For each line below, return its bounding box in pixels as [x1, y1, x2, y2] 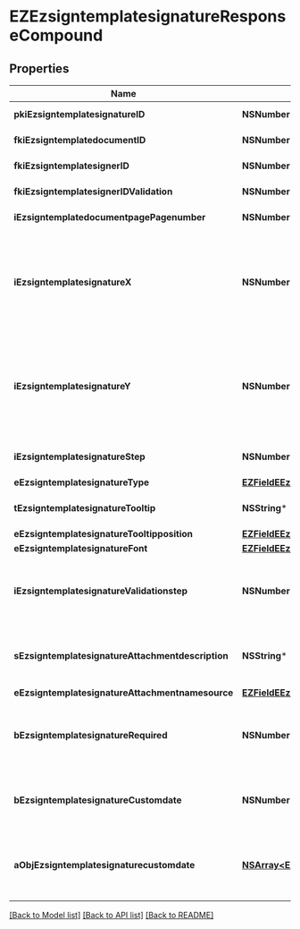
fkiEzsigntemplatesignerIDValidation [13, 185, 173, 198]
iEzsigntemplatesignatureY [13, 380, 131, 392]
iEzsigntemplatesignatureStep [13, 450, 146, 463]
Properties [9, 61, 70, 76]
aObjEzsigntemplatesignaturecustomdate [13, 859, 196, 871]
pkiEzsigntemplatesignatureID [13, 108, 146, 120]
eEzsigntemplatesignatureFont [13, 542, 148, 554]
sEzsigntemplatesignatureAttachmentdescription [13, 650, 229, 661]
